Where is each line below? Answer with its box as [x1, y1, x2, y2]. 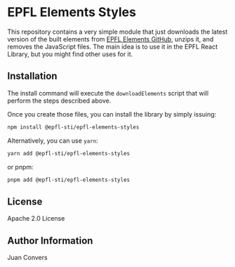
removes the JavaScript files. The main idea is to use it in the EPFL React [7, 42, 218, 51]
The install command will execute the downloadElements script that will [7, 89, 209, 97]
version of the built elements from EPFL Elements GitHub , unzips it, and [7, 34, 214, 43]
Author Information [7, 235, 93, 247]
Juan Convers [7, 254, 48, 261]
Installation [7, 70, 58, 82]
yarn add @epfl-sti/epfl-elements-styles [7, 150, 130, 157]
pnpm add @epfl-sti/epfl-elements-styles [7, 176, 130, 183]
